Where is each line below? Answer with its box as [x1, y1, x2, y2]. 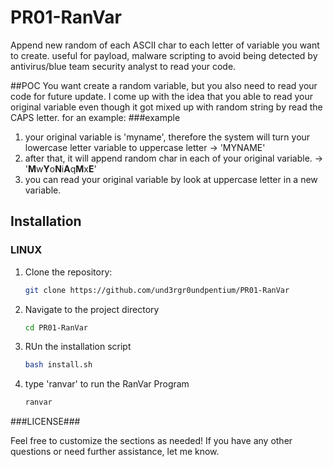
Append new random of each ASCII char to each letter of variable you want [10, 39, 320, 51]
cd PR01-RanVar [24, 322, 89, 333]
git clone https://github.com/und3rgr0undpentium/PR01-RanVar [24, 285, 290, 295]
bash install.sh [24, 360, 93, 370]
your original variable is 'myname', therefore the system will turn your [24, 131, 311, 143]
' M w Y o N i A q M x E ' [24, 162, 97, 175]
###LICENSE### [10, 416, 81, 428]
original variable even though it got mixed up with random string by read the [10, 101, 323, 113]
